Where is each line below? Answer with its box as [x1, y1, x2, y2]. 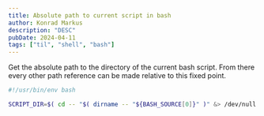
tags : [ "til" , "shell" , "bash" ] [8, 41, 115, 49]
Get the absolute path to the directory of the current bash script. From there [8, 62, 255, 72]
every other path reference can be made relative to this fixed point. [8, 71, 227, 80]
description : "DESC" [8, 26, 77, 34]
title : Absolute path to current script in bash [8, 11, 172, 20]
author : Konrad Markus [8, 19, 83, 27]
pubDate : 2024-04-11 [8, 33, 77, 42]
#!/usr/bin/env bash [8, 86, 77, 95]
